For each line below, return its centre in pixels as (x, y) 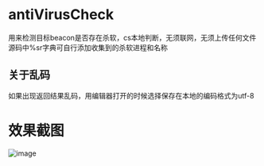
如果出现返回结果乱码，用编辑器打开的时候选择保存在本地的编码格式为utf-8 (131, 95)
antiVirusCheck (61, 15)
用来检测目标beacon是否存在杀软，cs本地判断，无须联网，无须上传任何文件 (132, 37)
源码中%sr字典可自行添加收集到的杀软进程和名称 (88, 47)
